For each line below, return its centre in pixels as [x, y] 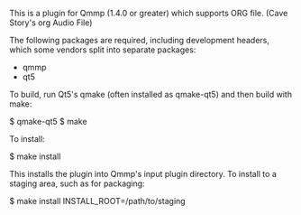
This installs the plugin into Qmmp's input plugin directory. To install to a [143, 174]
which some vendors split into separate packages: [103, 50]
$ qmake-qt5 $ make [48, 122]
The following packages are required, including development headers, [140, 40]
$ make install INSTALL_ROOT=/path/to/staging [98, 201]
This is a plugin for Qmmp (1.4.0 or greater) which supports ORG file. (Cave [149, 13]
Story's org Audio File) [51, 23]
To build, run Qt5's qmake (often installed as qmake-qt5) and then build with [151, 94]
